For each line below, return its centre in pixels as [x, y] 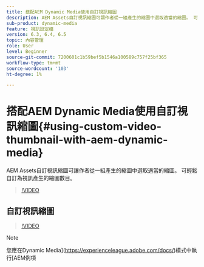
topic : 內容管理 [25, 40]
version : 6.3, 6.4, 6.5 [36, 35]
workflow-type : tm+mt [34, 63]
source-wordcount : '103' [38, 68]
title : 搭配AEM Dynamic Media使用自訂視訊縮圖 [62, 12]
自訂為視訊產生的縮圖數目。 [41, 178]
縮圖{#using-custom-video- [90, 127]
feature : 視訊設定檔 [30, 29]
